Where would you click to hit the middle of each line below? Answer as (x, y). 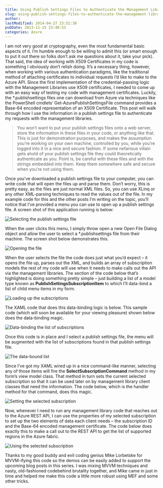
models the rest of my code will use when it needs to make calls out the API (81, 268)
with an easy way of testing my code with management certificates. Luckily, (81, 92)
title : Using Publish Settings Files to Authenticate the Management (77, 9)
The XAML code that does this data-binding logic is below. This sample (76, 307)
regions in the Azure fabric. (32, 436)
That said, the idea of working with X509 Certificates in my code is (72, 62)
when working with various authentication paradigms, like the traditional (77, 72)
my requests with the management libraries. (49, 118)
